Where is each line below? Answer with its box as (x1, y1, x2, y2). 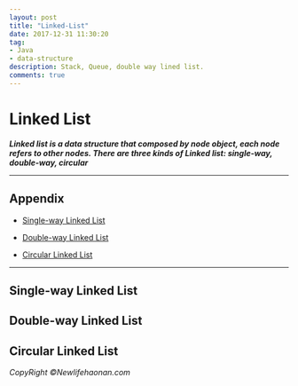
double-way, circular (9, 157, 89, 168)
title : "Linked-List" (9, 21, 90, 30)
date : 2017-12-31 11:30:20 (9, 29, 109, 38)
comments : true (9, 71, 66, 80)
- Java (9, 46, 34, 55)
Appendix (9, 192, 65, 207)
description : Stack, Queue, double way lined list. (9, 63, 204, 72)
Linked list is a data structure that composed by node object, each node (9, 138, 280, 149)
